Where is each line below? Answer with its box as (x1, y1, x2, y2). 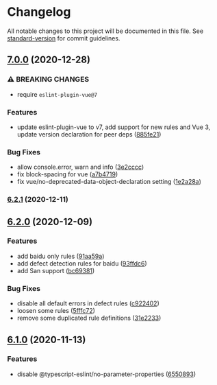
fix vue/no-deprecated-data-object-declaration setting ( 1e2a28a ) (16, 178, 202, 186)
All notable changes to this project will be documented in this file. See (7, 27, 204, 35)
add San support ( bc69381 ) (16, 266, 95, 275)
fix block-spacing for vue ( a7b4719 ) (16, 170, 118, 178)
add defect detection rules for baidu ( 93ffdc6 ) (16, 259, 147, 268)
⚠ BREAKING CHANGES (7, 75, 90, 84)
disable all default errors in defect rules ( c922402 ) (16, 299, 159, 307)
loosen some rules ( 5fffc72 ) (16, 307, 96, 315)
